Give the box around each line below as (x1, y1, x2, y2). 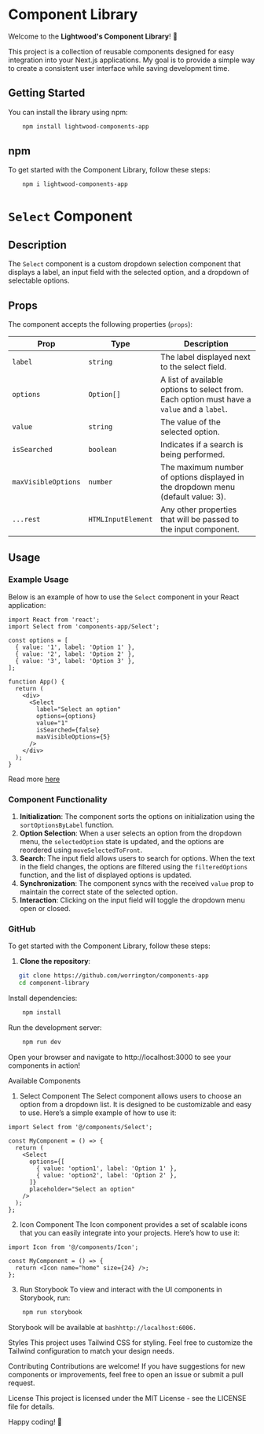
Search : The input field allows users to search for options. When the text (19, 854, 255, 863)
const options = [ (8, 636, 68, 644)
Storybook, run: (19, 1293, 71, 1302)
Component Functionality (8, 794, 108, 805)
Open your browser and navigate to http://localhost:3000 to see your (8, 1052, 232, 1062)
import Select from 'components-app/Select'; (8, 622, 159, 631)
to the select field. (160, 361, 227, 372)
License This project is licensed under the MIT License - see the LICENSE (8, 1393, 247, 1403)
